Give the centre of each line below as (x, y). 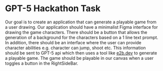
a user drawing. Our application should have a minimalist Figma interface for (81, 27)
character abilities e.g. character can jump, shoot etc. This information (75, 48)
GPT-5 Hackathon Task (53, 9)
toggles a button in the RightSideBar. (42, 63)
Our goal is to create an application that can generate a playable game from (81, 22)
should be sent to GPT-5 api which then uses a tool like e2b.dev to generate (81, 53)
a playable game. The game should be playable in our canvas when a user (80, 58)
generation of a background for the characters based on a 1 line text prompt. (82, 37)
